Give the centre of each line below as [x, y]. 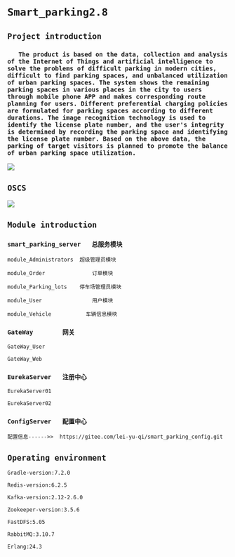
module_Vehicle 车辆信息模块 [62, 314]
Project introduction [54, 36]
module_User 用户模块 [60, 301]
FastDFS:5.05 [26, 523]
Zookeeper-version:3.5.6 [43, 510]
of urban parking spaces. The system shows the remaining [108, 82]
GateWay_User [26, 347]
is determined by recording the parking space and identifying [117, 132]
